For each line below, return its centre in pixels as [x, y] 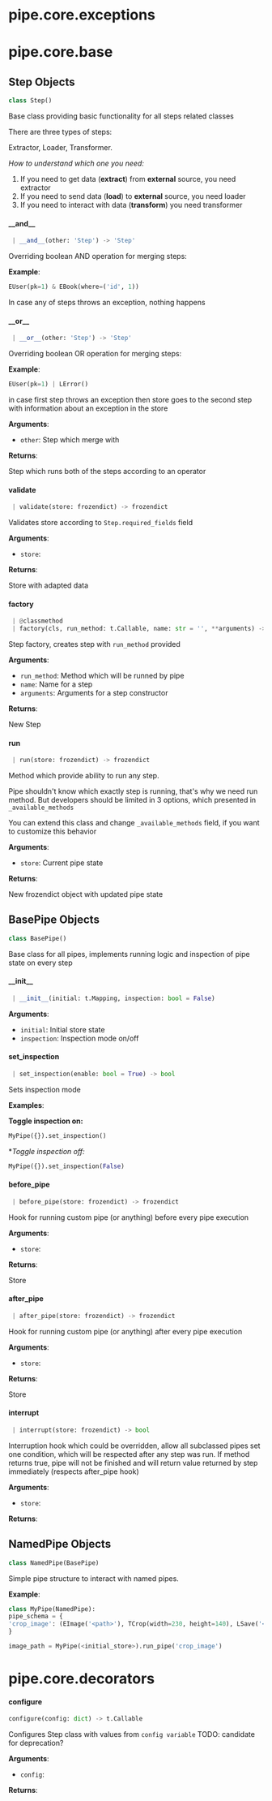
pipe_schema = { [36, 1617]
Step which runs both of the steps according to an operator [107, 471]
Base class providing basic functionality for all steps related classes [121, 116]
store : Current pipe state [62, 863]
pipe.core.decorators [82, 1679]
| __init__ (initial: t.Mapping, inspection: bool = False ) [114, 998]
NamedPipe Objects [60, 1544]
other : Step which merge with [70, 439]
